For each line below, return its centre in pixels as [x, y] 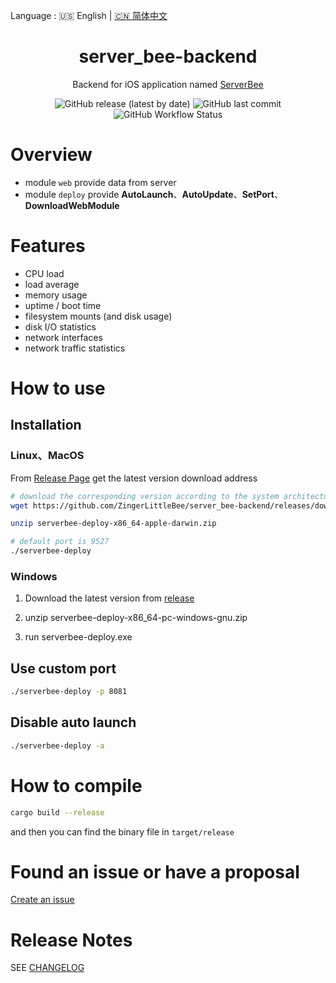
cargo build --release [57, 812]
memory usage [56, 295]
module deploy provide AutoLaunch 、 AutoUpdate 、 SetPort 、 [153, 194]
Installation [46, 425]
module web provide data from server [100, 182]
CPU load [44, 273]
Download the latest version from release [109, 598]
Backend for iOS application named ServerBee [168, 84]
